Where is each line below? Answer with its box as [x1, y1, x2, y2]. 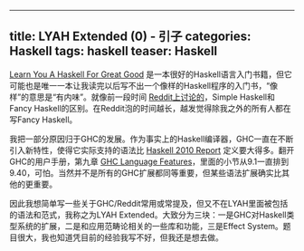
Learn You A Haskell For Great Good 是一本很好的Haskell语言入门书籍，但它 [9, 69, 292, 80]
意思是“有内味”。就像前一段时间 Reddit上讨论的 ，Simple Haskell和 [28, 92, 276, 102]
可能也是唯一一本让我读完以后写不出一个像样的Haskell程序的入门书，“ [9, 80, 271, 91]
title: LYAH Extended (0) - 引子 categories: [9, 29, 252, 44]
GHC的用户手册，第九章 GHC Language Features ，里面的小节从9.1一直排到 [9, 156, 290, 167]
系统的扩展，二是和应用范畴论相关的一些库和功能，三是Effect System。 [16, 220, 283, 231]
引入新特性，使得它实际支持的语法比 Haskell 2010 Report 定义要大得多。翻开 [9, 144, 295, 155]
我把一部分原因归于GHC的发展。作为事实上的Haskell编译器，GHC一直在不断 [9, 133, 294, 144]
